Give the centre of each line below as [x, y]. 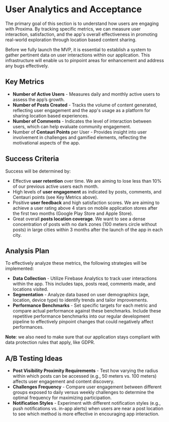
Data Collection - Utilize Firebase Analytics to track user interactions [85, 278]
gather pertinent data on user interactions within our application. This [78, 55]
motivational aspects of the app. [46, 143]
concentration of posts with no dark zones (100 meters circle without [85, 224]
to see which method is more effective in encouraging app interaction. [86, 414]
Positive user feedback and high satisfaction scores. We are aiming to [86, 203]
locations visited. [30, 289]
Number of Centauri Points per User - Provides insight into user [80, 132]
